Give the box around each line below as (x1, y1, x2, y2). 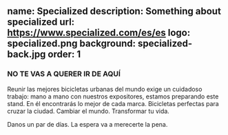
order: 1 (48, 48, 81, 61)
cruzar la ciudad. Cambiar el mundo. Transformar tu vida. (7, 107, 170, 115)
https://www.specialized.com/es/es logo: (7, 27, 191, 39)
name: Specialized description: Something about (7, 6, 222, 17)
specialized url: (7, 17, 75, 28)
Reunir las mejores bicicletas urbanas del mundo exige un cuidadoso (7, 85, 203, 93)
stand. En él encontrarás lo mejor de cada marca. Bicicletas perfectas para (7, 99, 219, 107)
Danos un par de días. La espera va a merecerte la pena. (7, 120, 168, 128)
